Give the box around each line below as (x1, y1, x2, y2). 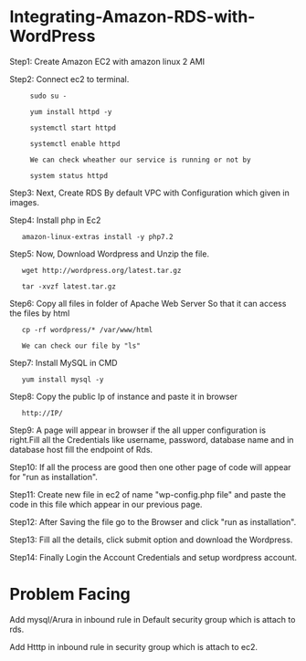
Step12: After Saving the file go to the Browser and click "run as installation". (9, 516, 297, 527)
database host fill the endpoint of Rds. (9, 444, 153, 455)
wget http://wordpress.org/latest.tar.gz (21, 266, 182, 275)
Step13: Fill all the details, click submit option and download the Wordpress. (9, 534, 293, 545)
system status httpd (29, 171, 108, 180)
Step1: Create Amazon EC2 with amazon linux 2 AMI (9, 56, 206, 67)
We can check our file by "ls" (21, 341, 142, 351)
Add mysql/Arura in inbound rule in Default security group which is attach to (9, 614, 296, 624)
